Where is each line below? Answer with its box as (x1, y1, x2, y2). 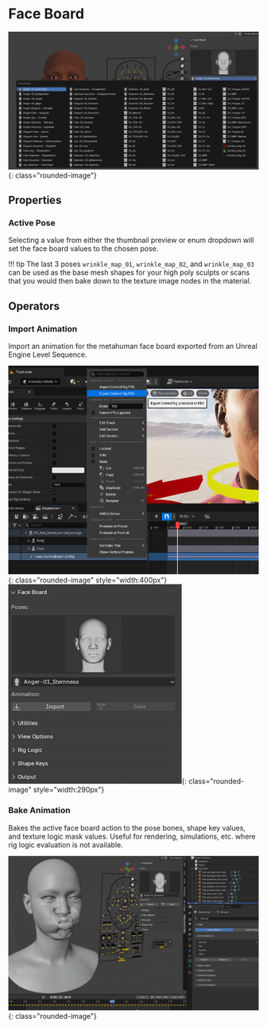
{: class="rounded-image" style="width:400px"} (8, 575, 168, 585)
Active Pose (8, 217, 56, 228)
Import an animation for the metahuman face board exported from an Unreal (8, 341, 258, 350)
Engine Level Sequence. (8, 350, 87, 359)
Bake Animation (8, 805, 71, 816)
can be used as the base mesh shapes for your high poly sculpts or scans (8, 268, 250, 277)
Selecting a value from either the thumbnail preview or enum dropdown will (8, 236, 254, 245)
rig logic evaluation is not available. (8, 839, 123, 849)
